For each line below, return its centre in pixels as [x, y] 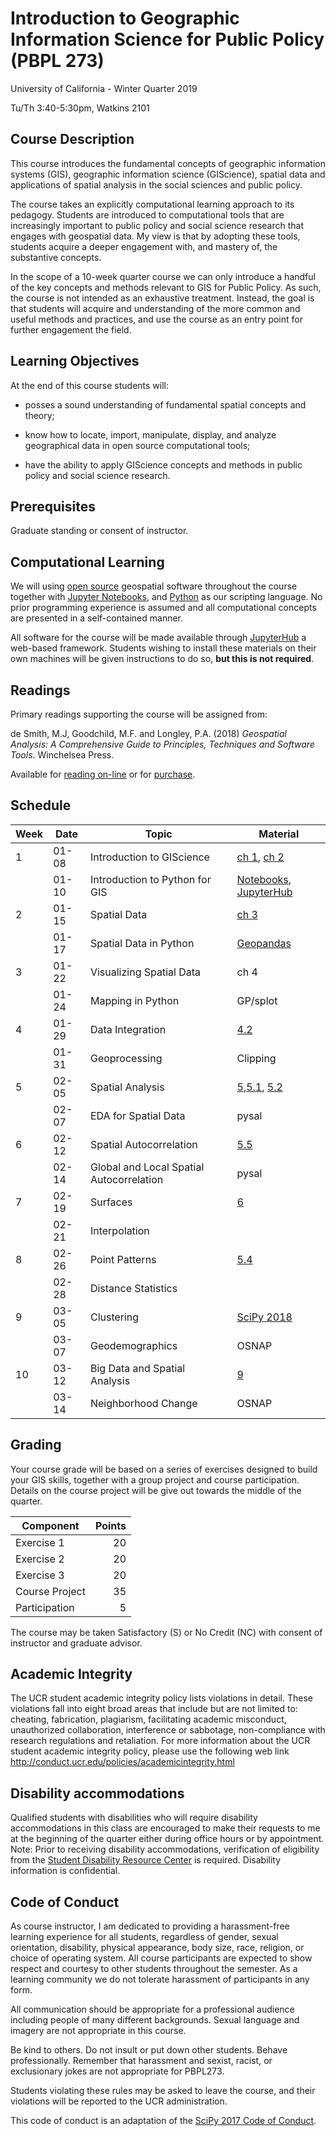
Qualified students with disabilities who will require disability [134, 1818]
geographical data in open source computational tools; [137, 445]
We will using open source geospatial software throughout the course [154, 586]
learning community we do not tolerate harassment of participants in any [160, 1979]
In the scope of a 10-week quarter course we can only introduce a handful [163, 276]
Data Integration [128, 1029]
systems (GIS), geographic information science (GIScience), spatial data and [168, 174]
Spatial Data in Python [142, 943]
